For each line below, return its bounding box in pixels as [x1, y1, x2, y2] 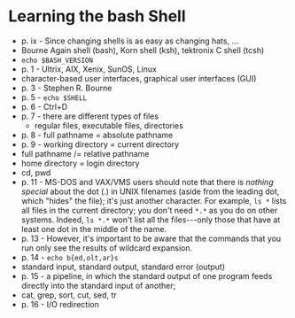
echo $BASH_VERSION [20, 56, 94, 65]
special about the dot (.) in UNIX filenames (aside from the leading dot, [20, 186, 280, 197]
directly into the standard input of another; [20, 280, 176, 291]
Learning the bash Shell [8, 6, 187, 27]
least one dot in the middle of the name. [20, 223, 167, 234]
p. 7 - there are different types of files [20, 111, 159, 121]
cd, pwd [20, 167, 51, 178]
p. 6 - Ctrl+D [20, 101, 68, 112]
